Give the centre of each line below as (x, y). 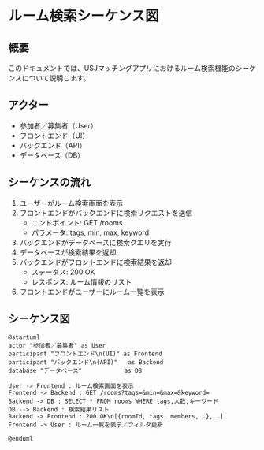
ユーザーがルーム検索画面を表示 (71, 203)
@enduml (21, 439)
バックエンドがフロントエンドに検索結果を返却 (95, 262)
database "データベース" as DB (75, 371)
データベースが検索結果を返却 (68, 252)
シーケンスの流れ (49, 182)
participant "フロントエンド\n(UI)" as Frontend (86, 354)
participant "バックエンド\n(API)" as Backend (86, 363)
